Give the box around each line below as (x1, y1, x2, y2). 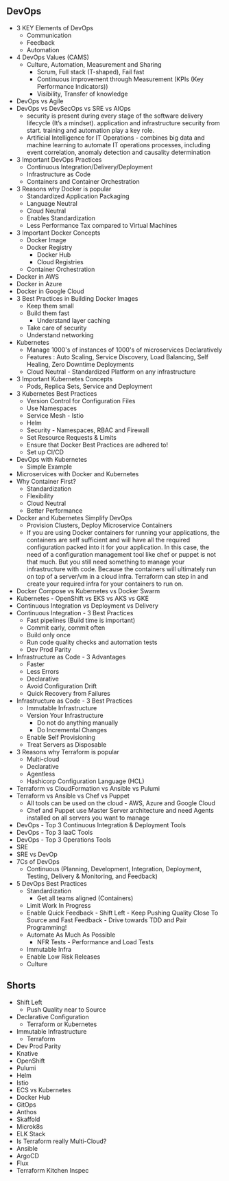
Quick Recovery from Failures (26, 689, 110, 697)
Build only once (26, 630, 71, 639)
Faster (26, 660, 45, 668)
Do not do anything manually (36, 719, 119, 727)
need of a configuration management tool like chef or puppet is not (26, 550, 217, 558)
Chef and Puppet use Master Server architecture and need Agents (26, 806, 214, 814)
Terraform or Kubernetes (26, 1020, 97, 1028)
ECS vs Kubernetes (16, 1085, 71, 1094)
